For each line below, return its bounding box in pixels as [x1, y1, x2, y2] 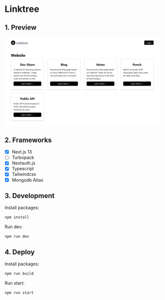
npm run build [4, 271, 34, 276]
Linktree [4, 3, 40, 15]
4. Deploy [4, 248, 35, 256]
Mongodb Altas [11, 177, 44, 183]
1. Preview [4, 23, 37, 32]
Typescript [11, 166, 34, 172]
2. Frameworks [4, 136, 52, 144]
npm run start [4, 290, 34, 295]
